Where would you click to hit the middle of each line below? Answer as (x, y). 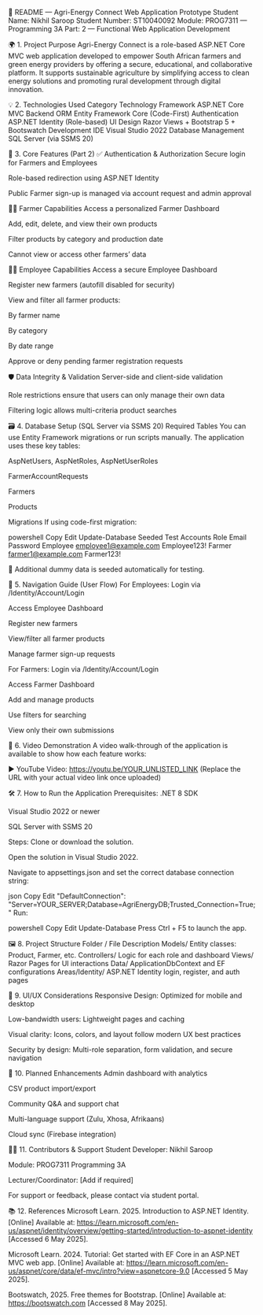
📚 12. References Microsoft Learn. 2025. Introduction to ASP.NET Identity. (129, 1211)
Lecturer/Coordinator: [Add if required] (71, 1180)
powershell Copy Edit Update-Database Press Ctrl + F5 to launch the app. (128, 928)
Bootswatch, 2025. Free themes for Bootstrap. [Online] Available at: (117, 1295)
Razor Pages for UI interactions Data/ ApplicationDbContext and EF (117, 963)
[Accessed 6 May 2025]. (48, 1239)
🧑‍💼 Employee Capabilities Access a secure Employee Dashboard (113, 269)
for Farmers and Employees (53, 163)
